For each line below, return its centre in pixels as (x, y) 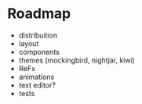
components (39, 52)
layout (29, 43)
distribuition (38, 35)
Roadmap (39, 14)
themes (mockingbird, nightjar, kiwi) (76, 60)
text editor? (37, 85)
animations (36, 77)
